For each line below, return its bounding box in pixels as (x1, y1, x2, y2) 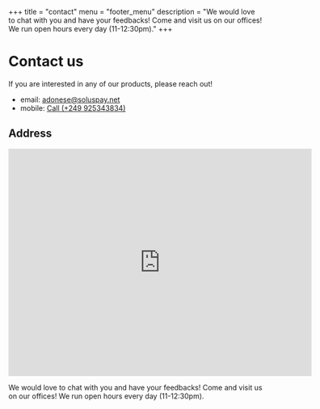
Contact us (8, 53, 84, 71)
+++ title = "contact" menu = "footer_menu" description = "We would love (8, 7, 255, 16)
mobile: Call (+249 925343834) (19, 103, 126, 112)
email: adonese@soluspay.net (19, 95, 120, 104)
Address (8, 127, 53, 141)
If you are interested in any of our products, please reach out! (8, 78, 213, 88)
